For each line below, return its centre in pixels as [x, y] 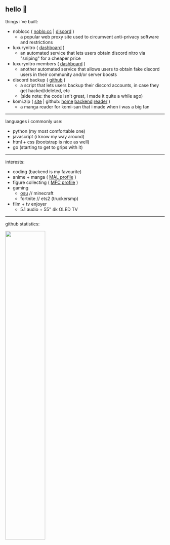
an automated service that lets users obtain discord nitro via [83, 53]
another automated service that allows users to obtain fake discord [90, 69]
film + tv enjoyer [30, 204]
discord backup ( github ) [39, 80]
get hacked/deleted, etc [45, 90]
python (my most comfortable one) [49, 131]
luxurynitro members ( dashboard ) [49, 63]
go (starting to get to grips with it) [48, 147]
